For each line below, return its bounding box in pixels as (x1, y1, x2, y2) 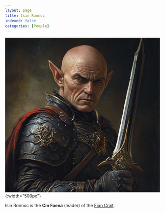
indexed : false (5, 18, 36, 23)
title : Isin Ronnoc (5, 13, 45, 18)
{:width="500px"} (5, 193, 41, 199)
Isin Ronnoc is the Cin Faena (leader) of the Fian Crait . (5, 203, 115, 209)
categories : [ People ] (5, 24, 50, 28)
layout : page (5, 8, 32, 13)
